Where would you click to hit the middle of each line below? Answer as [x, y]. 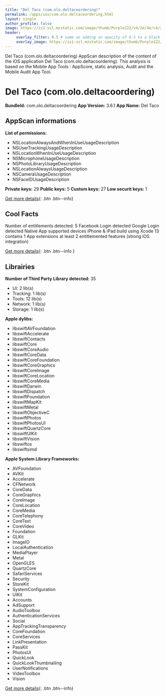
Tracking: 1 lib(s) [29, 294]
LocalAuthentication [33, 548]
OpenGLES [23, 563]
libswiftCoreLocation [33, 376]
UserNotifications [30, 668]
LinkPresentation [29, 642]
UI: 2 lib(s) [23, 288]
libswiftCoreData [29, 355]
